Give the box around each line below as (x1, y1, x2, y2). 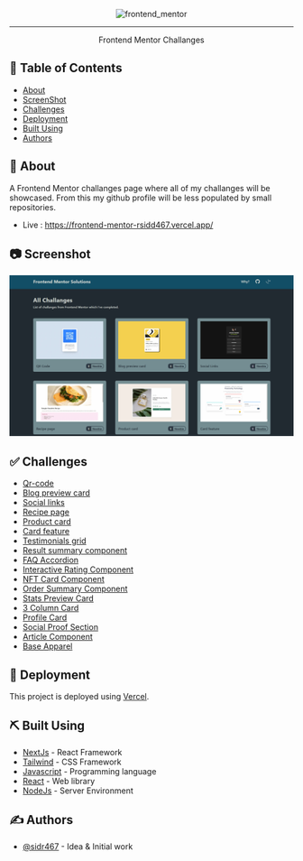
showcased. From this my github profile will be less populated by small (9, 192, 272, 203)
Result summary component (22, 545, 128, 556)
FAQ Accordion (22, 555, 79, 566)
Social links (22, 497, 65, 508)
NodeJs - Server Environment (22, 785, 133, 796)
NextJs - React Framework (22, 746, 123, 757)
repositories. (9, 201, 57, 212)
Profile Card (22, 612, 68, 623)
